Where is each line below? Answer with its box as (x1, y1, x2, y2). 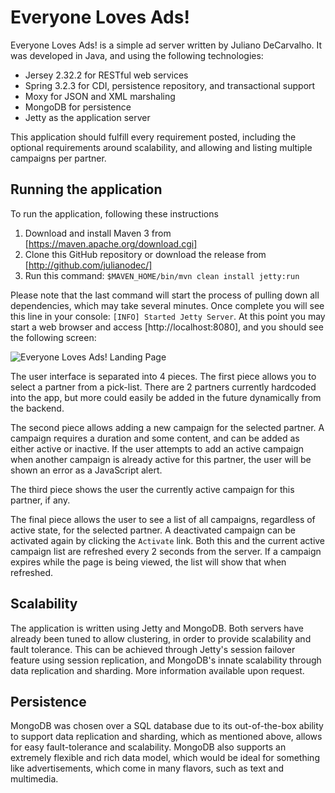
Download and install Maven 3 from (24, 227, 172, 239)
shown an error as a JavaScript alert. (10, 464, 163, 476)
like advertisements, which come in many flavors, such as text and (10, 762, 285, 775)
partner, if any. (10, 494, 71, 506)
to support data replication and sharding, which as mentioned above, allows (10, 731, 323, 743)
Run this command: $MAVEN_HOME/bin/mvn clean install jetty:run (24, 269, 300, 281)
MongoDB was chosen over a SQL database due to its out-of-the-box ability (10, 720, 324, 732)
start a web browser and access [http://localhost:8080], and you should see (10, 321, 324, 333)
